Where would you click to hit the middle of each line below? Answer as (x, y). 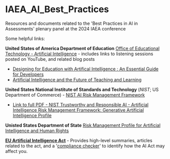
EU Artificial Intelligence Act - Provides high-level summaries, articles (79, 140)
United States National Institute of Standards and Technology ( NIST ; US (82, 89)
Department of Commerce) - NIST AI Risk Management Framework (75, 95)
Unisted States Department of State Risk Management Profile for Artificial (83, 125)
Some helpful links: (25, 38)
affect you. (16, 151)
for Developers (28, 74)
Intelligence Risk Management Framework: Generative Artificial (78, 110)
